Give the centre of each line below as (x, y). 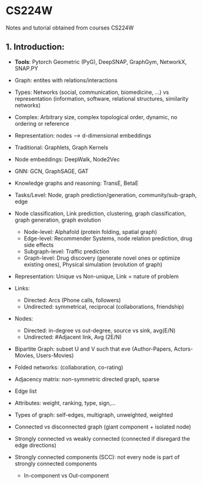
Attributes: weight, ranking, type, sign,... (65, 403)
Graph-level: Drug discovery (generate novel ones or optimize (102, 258)
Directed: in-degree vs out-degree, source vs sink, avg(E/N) (100, 330)
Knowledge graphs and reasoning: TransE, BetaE (76, 183)
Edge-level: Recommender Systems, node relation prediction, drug (108, 238)
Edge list (26, 391)
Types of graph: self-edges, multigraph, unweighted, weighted (94, 414)
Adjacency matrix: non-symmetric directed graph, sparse (87, 379)
